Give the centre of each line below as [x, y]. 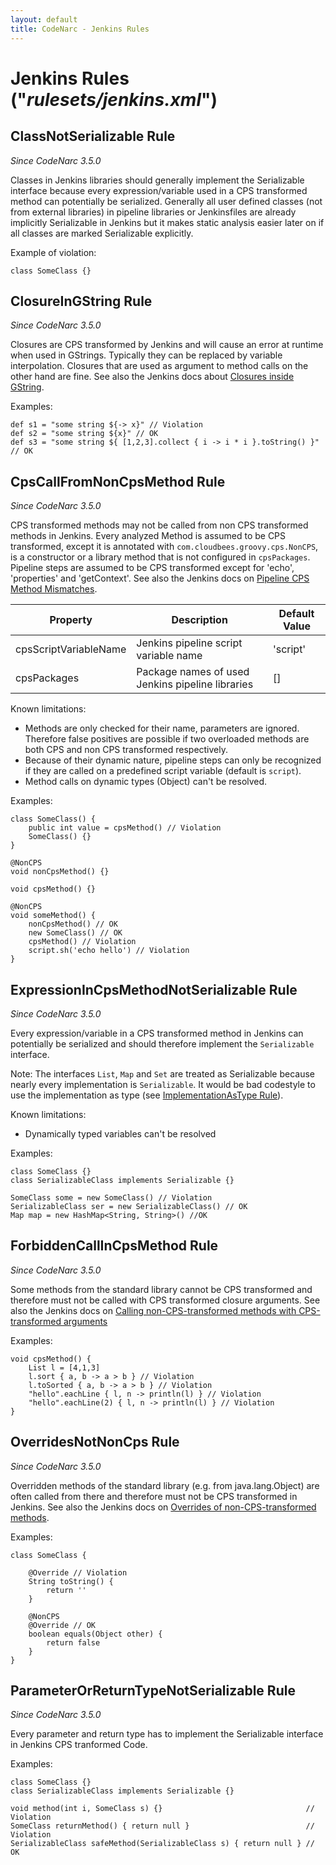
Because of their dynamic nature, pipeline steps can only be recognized [173, 760]
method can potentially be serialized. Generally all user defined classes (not [166, 201]
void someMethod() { [53, 916]
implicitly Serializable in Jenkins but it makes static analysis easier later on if [167, 222]
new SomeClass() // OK [75, 933]
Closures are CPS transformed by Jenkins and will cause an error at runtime [167, 345]
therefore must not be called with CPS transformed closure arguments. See [165, 1300]
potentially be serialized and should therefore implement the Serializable [162, 1043]
